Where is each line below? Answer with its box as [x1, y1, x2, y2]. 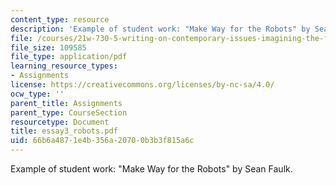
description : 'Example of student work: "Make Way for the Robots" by [10, 24, 311, 34]
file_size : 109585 [10, 42, 87, 53]
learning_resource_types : [10, 61, 118, 71]
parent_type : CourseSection [10, 107, 128, 118]
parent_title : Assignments [10, 98, 123, 108]
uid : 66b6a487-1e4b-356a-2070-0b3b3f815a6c [10, 136, 195, 146]
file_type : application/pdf [10, 52, 128, 62]
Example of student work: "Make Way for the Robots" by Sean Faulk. [10, 163, 293, 175]
